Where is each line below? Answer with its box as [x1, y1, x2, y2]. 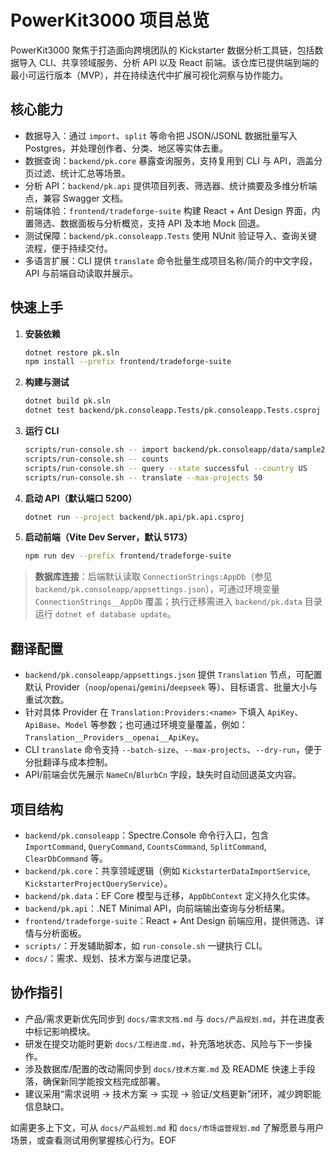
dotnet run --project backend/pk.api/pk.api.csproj [24, 512, 245, 522]
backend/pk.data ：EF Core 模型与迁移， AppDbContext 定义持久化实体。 [24, 889, 316, 901]
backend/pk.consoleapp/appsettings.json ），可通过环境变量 [34, 583, 280, 595]
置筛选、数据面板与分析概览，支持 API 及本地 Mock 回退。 [24, 217, 265, 229]
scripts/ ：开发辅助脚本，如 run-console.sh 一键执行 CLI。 [24, 939, 268, 951]
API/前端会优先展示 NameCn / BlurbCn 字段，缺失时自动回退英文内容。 [24, 769, 302, 781]
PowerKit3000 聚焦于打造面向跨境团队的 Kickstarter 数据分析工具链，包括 [10, 44, 315, 56]
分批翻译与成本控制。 [24, 756, 113, 768]
